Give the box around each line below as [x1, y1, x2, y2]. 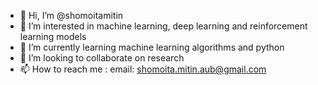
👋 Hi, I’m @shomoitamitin [19, 10, 124, 21]
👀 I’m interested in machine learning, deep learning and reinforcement [19, 20, 308, 32]
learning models [19, 31, 87, 42]
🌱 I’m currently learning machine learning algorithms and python [19, 41, 285, 53]
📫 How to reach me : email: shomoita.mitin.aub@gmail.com [19, 63, 267, 75]
